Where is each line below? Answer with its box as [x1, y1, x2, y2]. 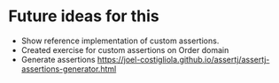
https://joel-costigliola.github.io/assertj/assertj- [97, 54, 270, 64]
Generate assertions [20, 54, 96, 64]
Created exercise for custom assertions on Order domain [20, 44, 229, 55]
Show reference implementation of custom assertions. [20, 35, 220, 46]
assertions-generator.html [20, 64, 117, 74]
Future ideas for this [8, 6, 160, 26]
